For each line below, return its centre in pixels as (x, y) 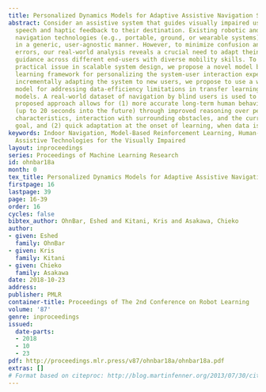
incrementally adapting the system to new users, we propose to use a (134, 81)
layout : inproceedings (46, 148)
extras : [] (26, 368)
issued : (21, 324)
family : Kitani (40, 258)
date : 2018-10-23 (37, 280)
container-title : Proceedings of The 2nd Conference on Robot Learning (129, 302)
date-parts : (35, 332)
